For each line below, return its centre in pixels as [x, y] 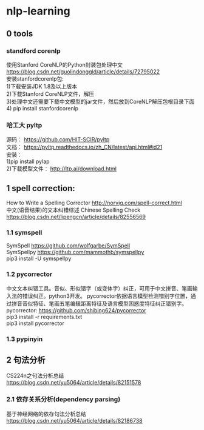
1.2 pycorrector [29, 274]
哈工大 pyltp [24, 125]
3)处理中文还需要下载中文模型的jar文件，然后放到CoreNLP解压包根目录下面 [100, 101]
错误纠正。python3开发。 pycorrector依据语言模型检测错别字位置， [107, 296]
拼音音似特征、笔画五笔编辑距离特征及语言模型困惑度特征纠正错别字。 [99, 303]
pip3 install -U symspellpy [39, 258]
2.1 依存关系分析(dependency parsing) [63, 400]
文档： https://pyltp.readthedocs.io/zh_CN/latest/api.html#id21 [84, 147]
